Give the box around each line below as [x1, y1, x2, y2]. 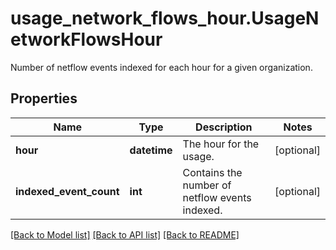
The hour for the [182, 137, 260, 151]
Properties [10, 90, 78, 107]
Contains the [182, 165, 243, 179]
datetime [129, 143, 173, 157]
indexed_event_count [15, 184, 120, 198]
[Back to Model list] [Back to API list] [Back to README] [10, 228, 240, 241]
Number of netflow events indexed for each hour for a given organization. [10, 61, 313, 73]
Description [195, 120, 253, 134]
